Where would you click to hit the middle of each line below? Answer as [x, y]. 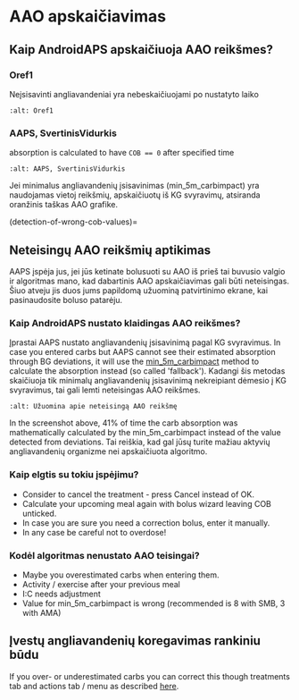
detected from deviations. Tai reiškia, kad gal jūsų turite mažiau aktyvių [140, 442]
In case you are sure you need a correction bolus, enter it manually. [146, 523]
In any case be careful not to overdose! [94, 532]
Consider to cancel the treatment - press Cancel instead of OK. [138, 494]
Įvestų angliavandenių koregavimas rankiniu [135, 641]
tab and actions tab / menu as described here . [94, 686]
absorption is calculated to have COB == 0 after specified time [122, 153]
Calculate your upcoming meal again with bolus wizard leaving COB [147, 503]
